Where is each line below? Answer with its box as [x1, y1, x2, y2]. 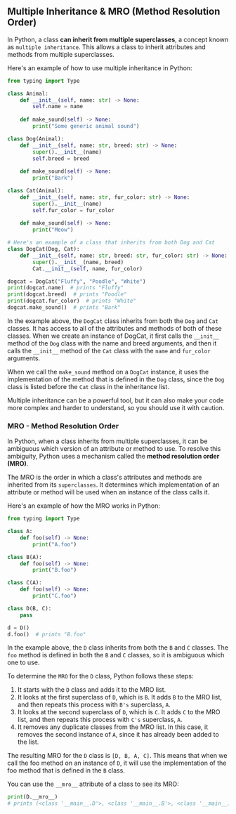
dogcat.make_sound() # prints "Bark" [7, 304, 121, 311]
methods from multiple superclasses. [7, 50, 114, 58]
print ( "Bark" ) [32, 175, 74, 182]
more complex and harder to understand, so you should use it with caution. [7, 403, 225, 412]
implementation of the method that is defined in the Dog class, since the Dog [7, 375, 225, 383]
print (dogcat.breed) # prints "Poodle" [7, 291, 128, 298]
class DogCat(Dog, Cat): [7, 246, 80, 253]
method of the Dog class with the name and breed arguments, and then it [7, 339, 217, 347]
